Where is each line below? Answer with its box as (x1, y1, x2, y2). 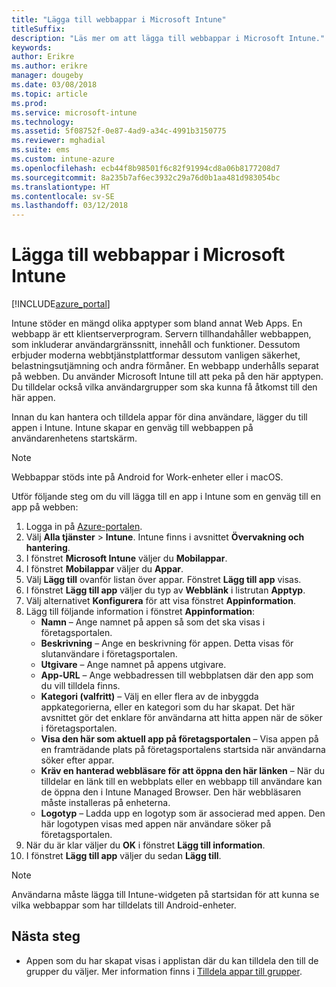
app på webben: (11, 501, 79, 513)
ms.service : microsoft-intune (11, 107, 138, 118)
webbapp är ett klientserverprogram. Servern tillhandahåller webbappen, (11, 328, 312, 340)
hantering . (25, 542, 71, 554)
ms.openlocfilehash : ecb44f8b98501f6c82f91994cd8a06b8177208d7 (11, 163, 281, 173)
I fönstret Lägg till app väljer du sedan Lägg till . (25, 850, 222, 862)
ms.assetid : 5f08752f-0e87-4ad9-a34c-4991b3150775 (11, 126, 227, 136)
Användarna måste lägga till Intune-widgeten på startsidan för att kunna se (11, 889, 320, 901)
